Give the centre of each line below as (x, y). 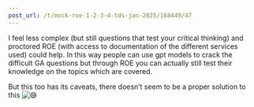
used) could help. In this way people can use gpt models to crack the (120, 54)
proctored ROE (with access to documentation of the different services (123, 46)
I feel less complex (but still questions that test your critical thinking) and (126, 38)
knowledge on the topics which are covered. (80, 71)
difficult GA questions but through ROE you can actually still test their (120, 63)
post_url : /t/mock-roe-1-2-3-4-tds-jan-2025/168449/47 (100, 15)
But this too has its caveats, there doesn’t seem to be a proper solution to (127, 87)
